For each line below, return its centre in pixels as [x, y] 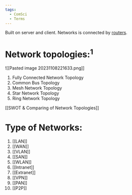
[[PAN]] [20, 183]
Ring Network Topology [36, 98]
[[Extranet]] [24, 172]
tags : [11, 10]
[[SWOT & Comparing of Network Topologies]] [52, 108]
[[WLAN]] [22, 162]
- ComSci [18, 14]
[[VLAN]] [21, 151]
